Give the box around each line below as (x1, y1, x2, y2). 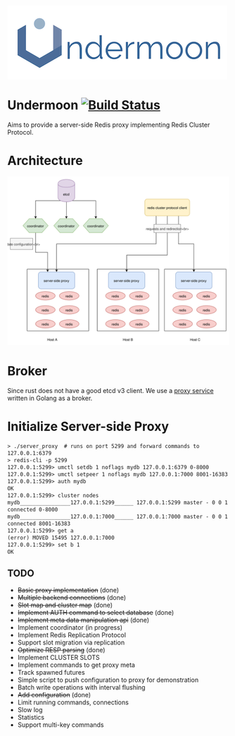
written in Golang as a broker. (7, 394, 93, 402)
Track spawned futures (17, 668, 86, 677)
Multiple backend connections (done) (17, 594, 127, 602)
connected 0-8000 (7, 506, 58, 513)
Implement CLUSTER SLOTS (17, 654, 100, 662)
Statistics (17, 713, 45, 722)
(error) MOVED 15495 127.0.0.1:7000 (7, 534, 115, 541)
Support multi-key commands (17, 721, 104, 729)
